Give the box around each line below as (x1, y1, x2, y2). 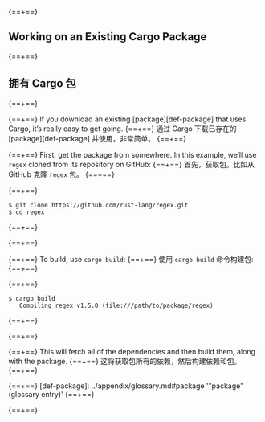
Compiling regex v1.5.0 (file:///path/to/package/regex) (18, 301, 214, 309)
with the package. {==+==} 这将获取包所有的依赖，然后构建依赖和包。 (8, 356, 242, 366)
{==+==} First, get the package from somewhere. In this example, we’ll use (8, 150, 257, 159)
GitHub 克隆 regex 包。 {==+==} (8, 169, 115, 179)
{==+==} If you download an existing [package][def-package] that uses (8, 114, 247, 124)
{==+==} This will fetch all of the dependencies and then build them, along (8, 346, 255, 356)
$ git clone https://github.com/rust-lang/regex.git (8, 201, 189, 209)
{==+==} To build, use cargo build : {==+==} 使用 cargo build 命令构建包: (8, 254, 254, 264)
